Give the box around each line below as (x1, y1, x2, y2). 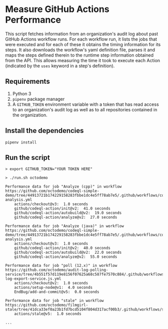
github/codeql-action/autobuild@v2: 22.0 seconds (14, 250, 122, 255)
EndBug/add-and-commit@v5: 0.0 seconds (14, 289, 99, 294)
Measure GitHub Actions (5, 4, 109, 15)
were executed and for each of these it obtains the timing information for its (5, 41, 161, 47)
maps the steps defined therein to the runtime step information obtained (5, 52, 154, 58)
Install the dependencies (5, 126, 84, 135)
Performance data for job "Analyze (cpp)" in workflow (5, 184, 122, 189)
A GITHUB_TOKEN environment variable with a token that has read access (12, 101, 159, 107)
